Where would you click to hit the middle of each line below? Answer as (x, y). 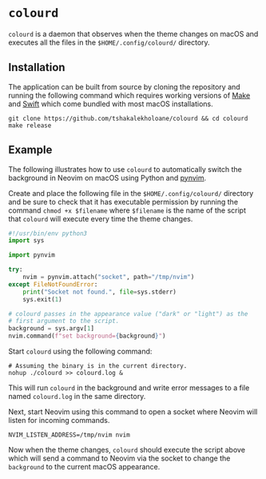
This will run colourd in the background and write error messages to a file (129, 388)
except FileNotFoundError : (53, 284)
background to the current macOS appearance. (84, 467)
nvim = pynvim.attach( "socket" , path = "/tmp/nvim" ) (109, 277)
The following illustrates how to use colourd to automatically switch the (125, 169)
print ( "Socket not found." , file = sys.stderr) (100, 292)
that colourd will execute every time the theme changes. (101, 218)
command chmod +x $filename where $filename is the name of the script (127, 210)
